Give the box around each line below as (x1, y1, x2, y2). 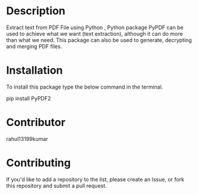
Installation (6, 64, 63, 77)
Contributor (6, 116, 66, 129)
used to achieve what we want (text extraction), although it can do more (6, 30, 183, 37)
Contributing (6, 156, 71, 169)
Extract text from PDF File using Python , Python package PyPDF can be (6, 24, 184, 31)
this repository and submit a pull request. (6, 182, 107, 189)
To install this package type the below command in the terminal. (6, 83, 163, 90)
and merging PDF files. (6, 43, 63, 50)
